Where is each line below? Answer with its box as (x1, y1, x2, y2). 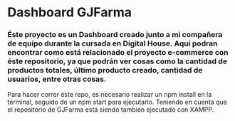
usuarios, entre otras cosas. (7, 74, 107, 84)
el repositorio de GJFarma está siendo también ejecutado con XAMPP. (7, 105, 214, 114)
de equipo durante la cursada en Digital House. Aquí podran (7, 38, 218, 48)
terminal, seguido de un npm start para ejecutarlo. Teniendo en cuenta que (7, 98, 228, 107)
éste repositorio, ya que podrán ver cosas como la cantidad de (7, 56, 228, 66)
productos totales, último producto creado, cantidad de (7, 65, 203, 75)
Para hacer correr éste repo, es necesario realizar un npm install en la (7, 90, 212, 99)
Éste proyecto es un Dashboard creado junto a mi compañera (7, 30, 223, 40)
